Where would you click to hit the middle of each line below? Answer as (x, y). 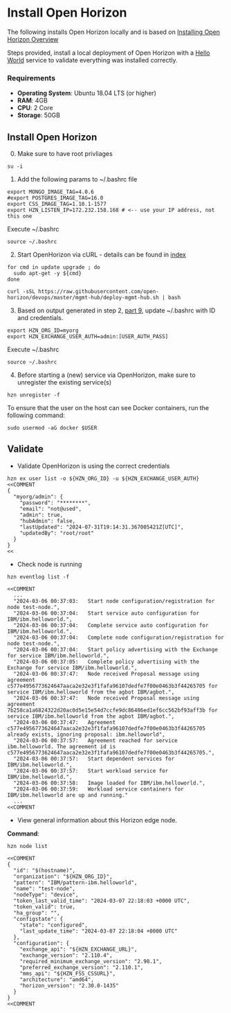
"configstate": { (38, 919)
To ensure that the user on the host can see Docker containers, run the (108, 408)
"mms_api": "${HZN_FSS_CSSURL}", (68, 974)
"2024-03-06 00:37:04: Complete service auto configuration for (111, 625)
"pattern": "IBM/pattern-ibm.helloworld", (75, 882)
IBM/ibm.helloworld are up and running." (68, 795)
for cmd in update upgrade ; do (54, 267)
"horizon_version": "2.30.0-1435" (69, 985)
